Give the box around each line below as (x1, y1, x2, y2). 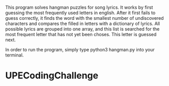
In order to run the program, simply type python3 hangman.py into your (5, 47, 155, 52)
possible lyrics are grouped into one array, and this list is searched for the (5, 26, 160, 32)
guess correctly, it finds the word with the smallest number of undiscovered (5, 15, 164, 21)
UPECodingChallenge (5, 70, 98, 81)
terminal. (5, 52, 24, 58)
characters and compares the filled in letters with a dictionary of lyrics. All (5, 20, 160, 26)
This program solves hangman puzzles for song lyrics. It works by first (5, 5, 153, 10)
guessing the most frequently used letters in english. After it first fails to (5, 10, 156, 16)
